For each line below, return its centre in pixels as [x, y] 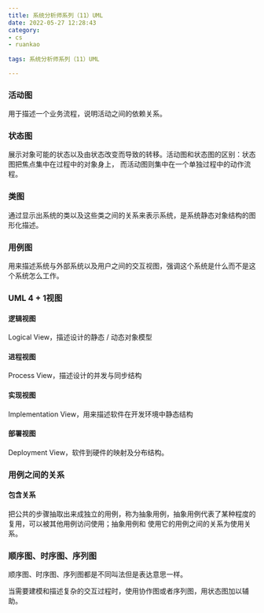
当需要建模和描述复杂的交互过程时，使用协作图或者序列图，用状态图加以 [125, 591]
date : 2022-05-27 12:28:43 [52, 23]
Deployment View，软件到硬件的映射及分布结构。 [88, 452]
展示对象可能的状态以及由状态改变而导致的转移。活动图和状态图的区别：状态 [132, 155]
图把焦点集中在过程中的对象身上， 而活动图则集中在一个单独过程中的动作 [126, 164]
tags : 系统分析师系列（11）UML [54, 60]
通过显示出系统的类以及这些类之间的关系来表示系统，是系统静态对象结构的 [128, 215]
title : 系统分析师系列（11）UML [56, 15]
